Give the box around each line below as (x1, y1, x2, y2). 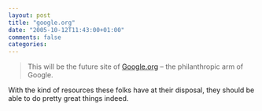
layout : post (8, 11, 51, 20)
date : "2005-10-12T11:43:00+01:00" (8, 26, 125, 34)
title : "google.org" (8, 19, 76, 27)
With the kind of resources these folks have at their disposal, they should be (8, 85, 255, 95)
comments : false (8, 33, 61, 41)
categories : (8, 41, 47, 48)
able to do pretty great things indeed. (8, 94, 129, 103)
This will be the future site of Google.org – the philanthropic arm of (27, 62, 244, 71)
